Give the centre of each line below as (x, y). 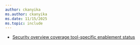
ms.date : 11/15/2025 (26, 19)
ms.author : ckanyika (26, 14)
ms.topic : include (24, 23)
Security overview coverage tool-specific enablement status (74, 37)
